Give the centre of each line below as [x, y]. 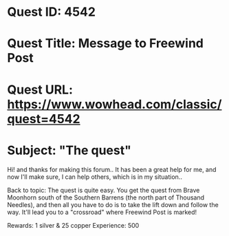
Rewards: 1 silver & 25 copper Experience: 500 [73, 225]
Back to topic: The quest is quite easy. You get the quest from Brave [103, 190]
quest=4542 [44, 119]
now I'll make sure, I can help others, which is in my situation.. [95, 177]
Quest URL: [40, 89]
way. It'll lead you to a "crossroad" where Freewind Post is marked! [102, 212]
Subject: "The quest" [69, 150]
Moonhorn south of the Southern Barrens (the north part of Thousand [106, 197]
